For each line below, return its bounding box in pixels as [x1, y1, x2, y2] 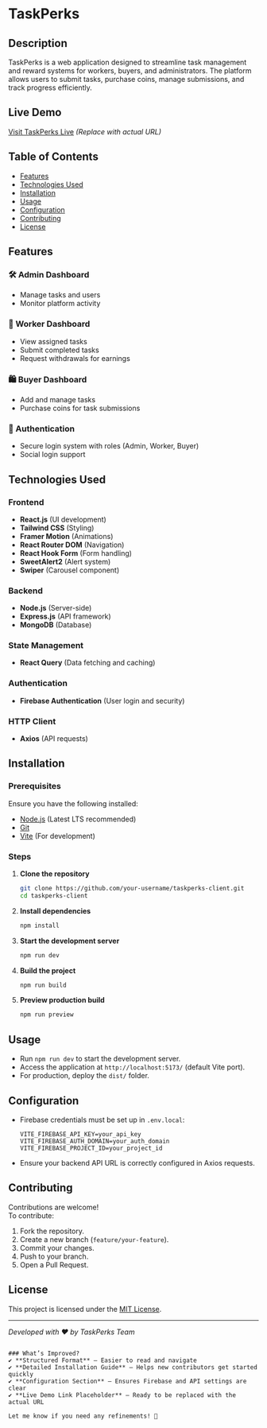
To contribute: [8, 1210, 54, 1220]
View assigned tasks [19, 336, 87, 346]
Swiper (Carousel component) [19, 565, 120, 575]
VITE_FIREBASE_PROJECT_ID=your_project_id [19, 1144, 163, 1152]
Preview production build [19, 995, 105, 1005]
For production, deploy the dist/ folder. [19, 1071, 149, 1081]
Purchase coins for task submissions [19, 403, 141, 413]
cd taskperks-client [19, 891, 88, 899]
